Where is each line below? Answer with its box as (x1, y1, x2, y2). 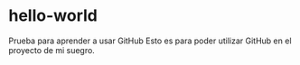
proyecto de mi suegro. (8, 44, 96, 55)
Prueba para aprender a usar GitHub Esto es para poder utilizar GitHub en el (8, 35, 292, 46)
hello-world (8, 5, 98, 26)
